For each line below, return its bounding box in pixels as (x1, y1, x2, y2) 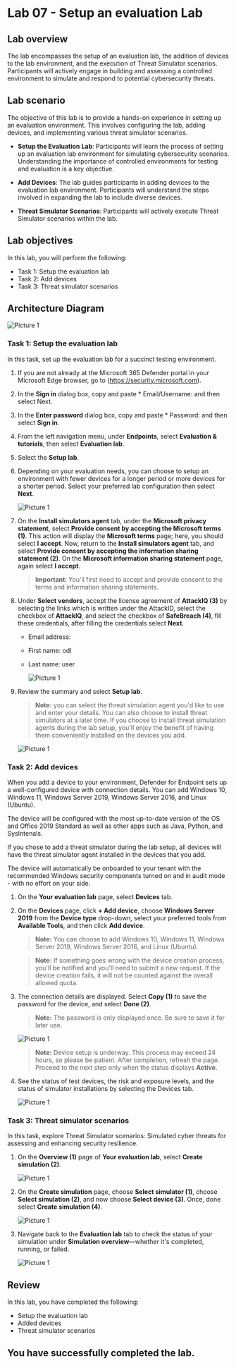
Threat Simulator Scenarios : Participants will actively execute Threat (17, 207, 219, 215)
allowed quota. (35, 979, 79, 987)
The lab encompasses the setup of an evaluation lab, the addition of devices (7, 51, 229, 60)
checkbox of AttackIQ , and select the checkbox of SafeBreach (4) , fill (17, 611, 222, 620)
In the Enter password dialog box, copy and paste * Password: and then (17, 410, 228, 419)
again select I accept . (17, 561, 81, 570)
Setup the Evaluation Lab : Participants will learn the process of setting (17, 142, 224, 150)
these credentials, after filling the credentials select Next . (17, 618, 185, 627)
